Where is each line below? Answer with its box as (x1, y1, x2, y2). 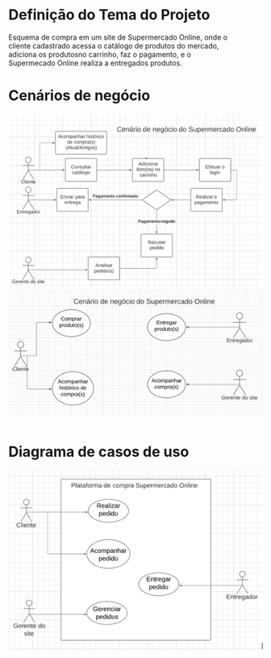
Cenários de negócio (8, 86, 151, 105)
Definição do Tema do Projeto (8, 6, 211, 24)
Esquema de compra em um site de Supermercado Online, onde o (8, 32, 228, 42)
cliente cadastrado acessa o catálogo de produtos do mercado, (8, 40, 219, 50)
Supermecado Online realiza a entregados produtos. (8, 58, 183, 68)
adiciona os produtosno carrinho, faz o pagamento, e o (8, 49, 192, 59)
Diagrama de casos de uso (8, 442, 190, 461)
